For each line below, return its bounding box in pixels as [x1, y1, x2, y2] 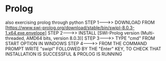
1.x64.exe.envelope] [5, 30, 47, 36]
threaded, [5, 35, 26, 41]
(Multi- [140, 30, 154, 36]
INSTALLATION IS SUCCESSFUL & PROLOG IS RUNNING [5, 51, 122, 57]
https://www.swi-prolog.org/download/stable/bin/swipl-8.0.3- [7, 24, 135, 30]
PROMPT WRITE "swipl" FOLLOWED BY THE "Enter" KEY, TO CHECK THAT [5, 46, 161, 52]
